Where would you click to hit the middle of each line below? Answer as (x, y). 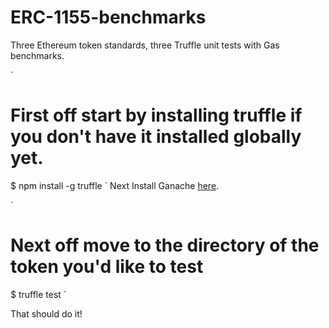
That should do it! (46, 313)
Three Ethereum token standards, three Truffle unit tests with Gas (145, 45)
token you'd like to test (107, 267)
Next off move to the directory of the (165, 245)
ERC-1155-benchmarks (108, 17)
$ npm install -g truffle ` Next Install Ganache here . (115, 185)
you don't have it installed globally (156, 137)
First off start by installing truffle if (156, 115)
